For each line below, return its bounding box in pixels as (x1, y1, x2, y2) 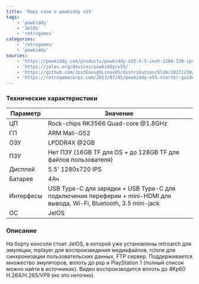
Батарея (9, 175, 33, 183)
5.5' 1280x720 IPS (48, 165, 102, 173)
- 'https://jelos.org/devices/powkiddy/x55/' (17, 63, 131, 70)
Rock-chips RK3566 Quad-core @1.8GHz (48, 120, 168, 128)
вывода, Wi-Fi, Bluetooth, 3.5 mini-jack (48, 199, 160, 208)
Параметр (10, 109, 41, 118)
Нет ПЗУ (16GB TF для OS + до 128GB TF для (48, 149, 179, 157)
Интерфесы (9, 192, 43, 200)
